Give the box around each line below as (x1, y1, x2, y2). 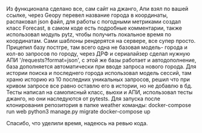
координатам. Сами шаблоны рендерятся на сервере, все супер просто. (6, 37, 196, 44)
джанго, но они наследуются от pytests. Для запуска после (6, 95, 160, 102)
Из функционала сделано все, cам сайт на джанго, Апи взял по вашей (6, 5, 189, 12)
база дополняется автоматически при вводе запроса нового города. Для (6, 63, 197, 70)
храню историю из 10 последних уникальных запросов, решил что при (6, 76, 191, 83)
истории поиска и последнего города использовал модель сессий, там (6, 70, 192, 76)
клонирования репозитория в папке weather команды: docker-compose (6, 102, 192, 108)
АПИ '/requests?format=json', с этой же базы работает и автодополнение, (6, 57, 197, 63)
